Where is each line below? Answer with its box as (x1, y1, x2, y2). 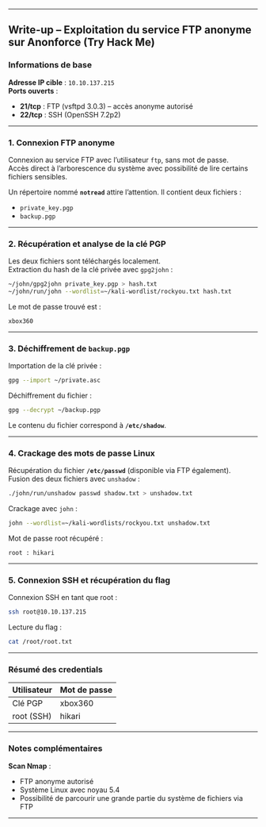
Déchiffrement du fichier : (8, 390, 93, 401)
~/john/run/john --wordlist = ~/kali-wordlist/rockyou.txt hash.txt (8, 287, 232, 296)
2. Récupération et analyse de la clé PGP (8, 238, 166, 249)
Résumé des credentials (8, 664, 103, 675)
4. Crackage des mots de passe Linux (8, 448, 156, 459)
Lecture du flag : (8, 622, 62, 632)
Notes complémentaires (8, 743, 103, 754)
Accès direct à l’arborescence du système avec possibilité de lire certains (8, 163, 249, 173)
